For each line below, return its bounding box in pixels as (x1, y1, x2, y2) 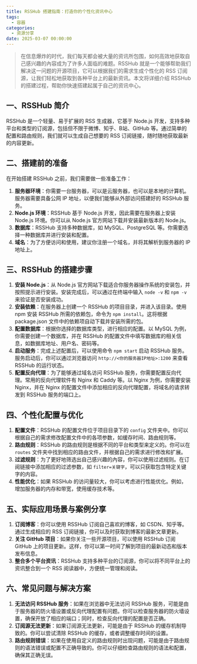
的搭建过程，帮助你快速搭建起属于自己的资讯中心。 (20, 82, 144, 88)
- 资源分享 (11, 30, 35, 36)
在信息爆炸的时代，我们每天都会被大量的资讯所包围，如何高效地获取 (20, 53, 185, 59)
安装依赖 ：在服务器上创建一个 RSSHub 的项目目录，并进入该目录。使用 (14, 303, 186, 311)
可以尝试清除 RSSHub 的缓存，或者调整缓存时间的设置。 (35, 629, 171, 636)
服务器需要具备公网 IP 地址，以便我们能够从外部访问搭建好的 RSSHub (14, 195, 183, 202)
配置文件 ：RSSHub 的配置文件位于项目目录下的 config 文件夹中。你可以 (14, 427, 189, 434)
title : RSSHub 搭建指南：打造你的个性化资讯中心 (6, 8, 113, 15)
